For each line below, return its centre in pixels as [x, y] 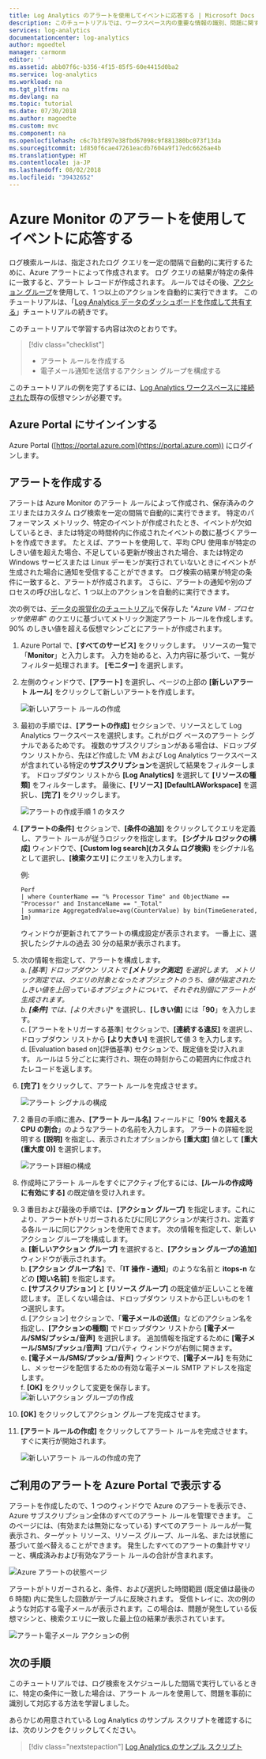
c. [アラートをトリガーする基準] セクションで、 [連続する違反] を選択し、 [139, 1029]
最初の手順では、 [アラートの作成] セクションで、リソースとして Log [131, 726]
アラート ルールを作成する [82, 360]
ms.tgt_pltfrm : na [39, 89]
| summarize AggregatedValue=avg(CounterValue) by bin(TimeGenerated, [139, 911]
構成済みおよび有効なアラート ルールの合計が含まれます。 [124, 1556]
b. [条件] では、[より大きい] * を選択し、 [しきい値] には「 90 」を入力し [135, 1009]
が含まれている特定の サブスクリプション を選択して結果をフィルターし [134, 766]
